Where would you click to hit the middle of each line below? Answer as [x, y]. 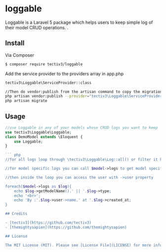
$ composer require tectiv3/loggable [44, 64]
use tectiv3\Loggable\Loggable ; [38, 132]
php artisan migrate [26, 101]
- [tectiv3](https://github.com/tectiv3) [48, 223]
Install [15, 43]
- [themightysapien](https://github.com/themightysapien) [66, 227]
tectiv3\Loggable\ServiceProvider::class [48, 83]
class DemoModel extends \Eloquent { [44, 137]
